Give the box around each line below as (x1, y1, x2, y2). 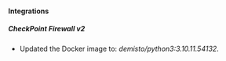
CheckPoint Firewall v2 (8, 24, 86, 34)
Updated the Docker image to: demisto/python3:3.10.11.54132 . (19, 44, 220, 53)
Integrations (8, 6, 49, 16)
